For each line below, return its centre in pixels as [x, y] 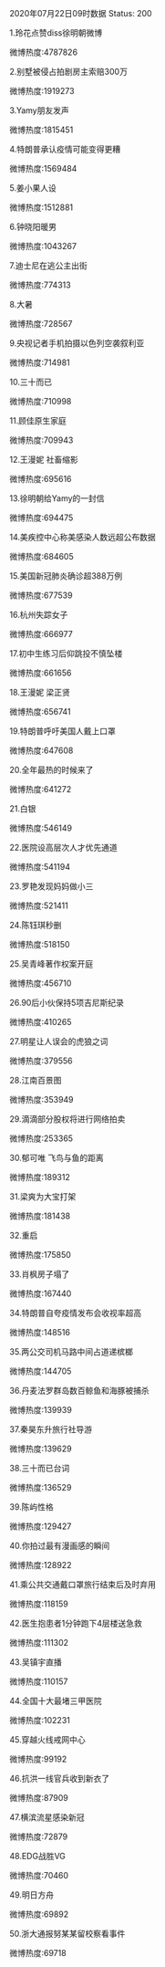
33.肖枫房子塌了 [40, 1274]
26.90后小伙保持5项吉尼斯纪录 [67, 1003]
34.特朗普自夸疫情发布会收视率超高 [76, 1313]
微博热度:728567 [41, 324]
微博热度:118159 [39, 1604]
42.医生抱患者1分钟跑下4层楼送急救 [76, 1623]
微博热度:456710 [41, 983]
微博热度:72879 [39, 1836]
